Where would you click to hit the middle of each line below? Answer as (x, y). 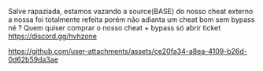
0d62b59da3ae (33, 59)
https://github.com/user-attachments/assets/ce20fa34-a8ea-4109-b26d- (128, 51)
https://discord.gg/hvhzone (52, 36)
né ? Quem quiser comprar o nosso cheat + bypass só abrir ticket (115, 28)
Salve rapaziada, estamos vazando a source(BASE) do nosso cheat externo (131, 11)
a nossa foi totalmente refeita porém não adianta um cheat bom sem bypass (131, 20)
